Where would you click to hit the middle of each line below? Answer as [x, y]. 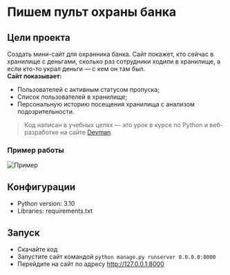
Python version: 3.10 [46, 204]
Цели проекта [39, 38]
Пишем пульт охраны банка [92, 12]
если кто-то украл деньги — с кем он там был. [76, 69]
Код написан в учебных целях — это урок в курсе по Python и [116, 125]
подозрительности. [46, 112]
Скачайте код [37, 249]
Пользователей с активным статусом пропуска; [88, 89]
